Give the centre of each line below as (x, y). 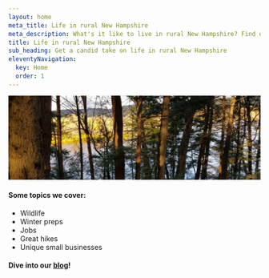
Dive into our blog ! (40, 265)
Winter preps (41, 221)
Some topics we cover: (47, 195)
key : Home (32, 68)
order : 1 (30, 76)
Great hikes (39, 238)
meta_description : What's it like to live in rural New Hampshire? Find (132, 34)
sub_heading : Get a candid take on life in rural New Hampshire (118, 51)
